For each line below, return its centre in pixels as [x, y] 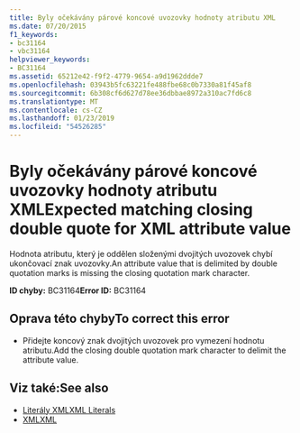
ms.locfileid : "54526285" [58, 127]
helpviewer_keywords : [50, 60]
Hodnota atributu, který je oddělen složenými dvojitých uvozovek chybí [141, 253]
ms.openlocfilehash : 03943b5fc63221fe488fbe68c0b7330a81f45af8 [131, 85]
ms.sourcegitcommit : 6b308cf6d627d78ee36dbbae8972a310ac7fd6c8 [131, 93]
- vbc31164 [30, 51]
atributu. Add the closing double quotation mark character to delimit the [154, 350]
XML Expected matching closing [132, 210]
